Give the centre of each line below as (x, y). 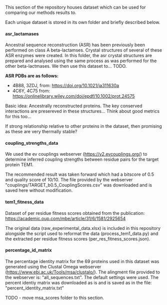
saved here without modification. (39, 190)
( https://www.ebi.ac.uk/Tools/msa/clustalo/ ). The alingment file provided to (82, 272)
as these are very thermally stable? (41, 132)
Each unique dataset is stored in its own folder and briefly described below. (83, 22)
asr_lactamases (22, 34)
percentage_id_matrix (28, 250)
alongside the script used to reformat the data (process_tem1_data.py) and (82, 233)
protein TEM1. (19, 165)
